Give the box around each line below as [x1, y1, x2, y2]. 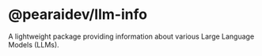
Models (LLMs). [8, 39, 59, 49]
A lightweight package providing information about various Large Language [8, 32, 255, 41]
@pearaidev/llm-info [8, 6, 148, 24]
